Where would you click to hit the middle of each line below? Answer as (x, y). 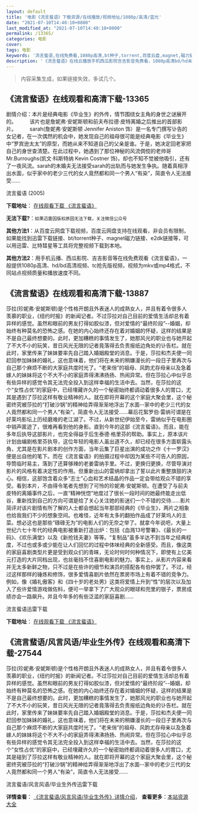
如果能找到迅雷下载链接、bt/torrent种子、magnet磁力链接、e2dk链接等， (95, 238)
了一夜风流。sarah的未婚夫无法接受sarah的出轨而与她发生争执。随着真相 (95, 166)
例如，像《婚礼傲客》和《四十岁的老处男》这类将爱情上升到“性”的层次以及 (96, 582)
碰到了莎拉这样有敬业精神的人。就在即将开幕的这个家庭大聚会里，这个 (101, 757)
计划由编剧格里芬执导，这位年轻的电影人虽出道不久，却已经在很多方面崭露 (96, 442)
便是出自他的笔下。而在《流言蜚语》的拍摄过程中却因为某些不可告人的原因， (99, 456)
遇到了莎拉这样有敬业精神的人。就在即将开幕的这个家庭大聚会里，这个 (101, 397)
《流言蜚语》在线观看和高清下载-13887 (77, 293)
